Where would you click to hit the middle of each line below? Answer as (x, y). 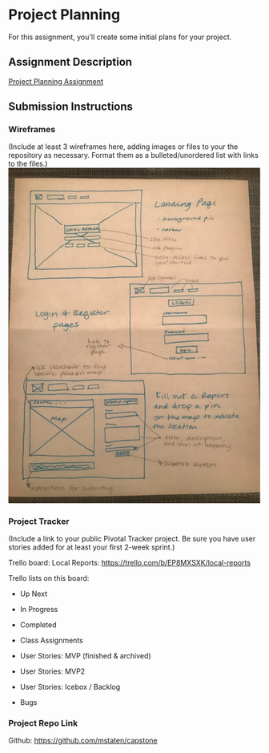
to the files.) (28, 164)
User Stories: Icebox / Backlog (70, 687)
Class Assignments (52, 640)
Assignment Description (70, 62)
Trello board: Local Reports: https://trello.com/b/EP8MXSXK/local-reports (129, 562)
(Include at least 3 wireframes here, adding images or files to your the (123, 147)
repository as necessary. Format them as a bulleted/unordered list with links (133, 155)
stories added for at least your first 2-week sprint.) (92, 547)
